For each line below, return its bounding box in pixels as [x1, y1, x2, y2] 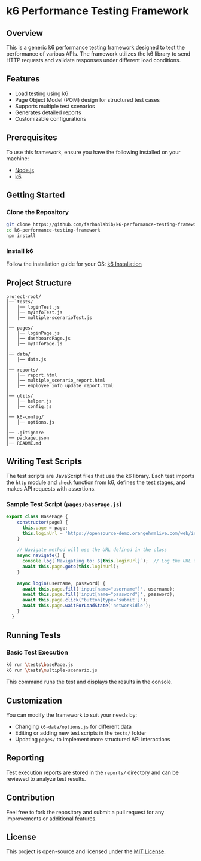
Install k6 [6, 247, 34, 255]
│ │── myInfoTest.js [6, 309, 63, 315]
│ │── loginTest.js [6, 304, 60, 311]
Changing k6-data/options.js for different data [14, 723, 132, 731]
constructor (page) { [17, 519, 68, 525]
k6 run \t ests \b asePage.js [6, 662, 74, 668]
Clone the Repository [6, 208, 69, 216]
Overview [6, 28, 44, 38]
